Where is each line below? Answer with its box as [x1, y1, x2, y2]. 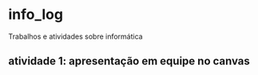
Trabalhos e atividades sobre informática [8, 32, 143, 41]
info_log [8, 6, 64, 24]
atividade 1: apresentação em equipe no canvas [8, 54, 250, 68]
